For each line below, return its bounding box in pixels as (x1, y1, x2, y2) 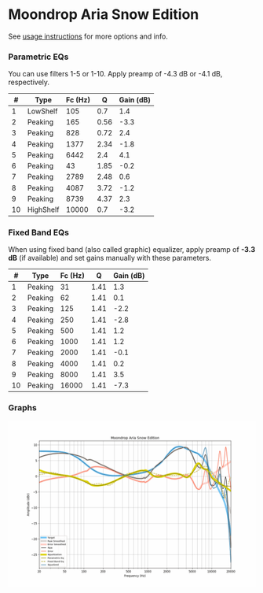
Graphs (8, 402, 37, 413)
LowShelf (27, 106, 58, 116)
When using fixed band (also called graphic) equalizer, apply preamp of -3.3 (8, 245, 256, 254)
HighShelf (27, 205, 60, 214)
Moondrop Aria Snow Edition (8, 6, 199, 24)
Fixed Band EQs (8, 227, 69, 238)
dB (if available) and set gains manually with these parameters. (8, 254, 212, 263)
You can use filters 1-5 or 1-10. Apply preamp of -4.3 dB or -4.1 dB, (8, 69, 223, 79)
